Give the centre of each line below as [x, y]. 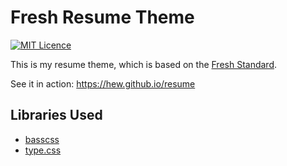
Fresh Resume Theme [102, 17]
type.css [43, 150]
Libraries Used [56, 115]
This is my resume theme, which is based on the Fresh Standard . [144, 64]
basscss [42, 139]
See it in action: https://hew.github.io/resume [103, 83]
